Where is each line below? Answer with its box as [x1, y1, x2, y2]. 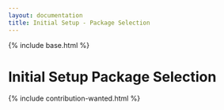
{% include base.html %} [8, 40, 89, 49]
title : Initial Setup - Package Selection [8, 19, 150, 27]
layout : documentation [8, 11, 83, 20]
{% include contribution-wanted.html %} [8, 93, 141, 103]
